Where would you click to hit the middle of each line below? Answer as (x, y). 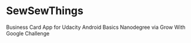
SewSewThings (45, 11)
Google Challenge (28, 33)
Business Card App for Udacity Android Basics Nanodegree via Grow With (96, 27)
